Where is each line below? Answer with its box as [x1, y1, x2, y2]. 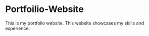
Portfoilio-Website [5, 3, 84, 15]
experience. [5, 25, 30, 31]
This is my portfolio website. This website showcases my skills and [5, 20, 144, 26]
